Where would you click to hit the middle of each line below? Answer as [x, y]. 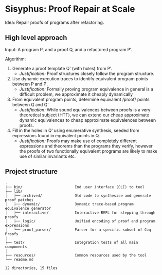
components [16, 247]
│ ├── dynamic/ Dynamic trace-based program [69, 204]
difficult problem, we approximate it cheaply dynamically [76, 94]
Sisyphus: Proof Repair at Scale [70, 9]
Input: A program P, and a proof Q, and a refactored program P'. [69, 49]
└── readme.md [19, 259]
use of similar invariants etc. [48, 156]
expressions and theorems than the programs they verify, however [86, 146]
